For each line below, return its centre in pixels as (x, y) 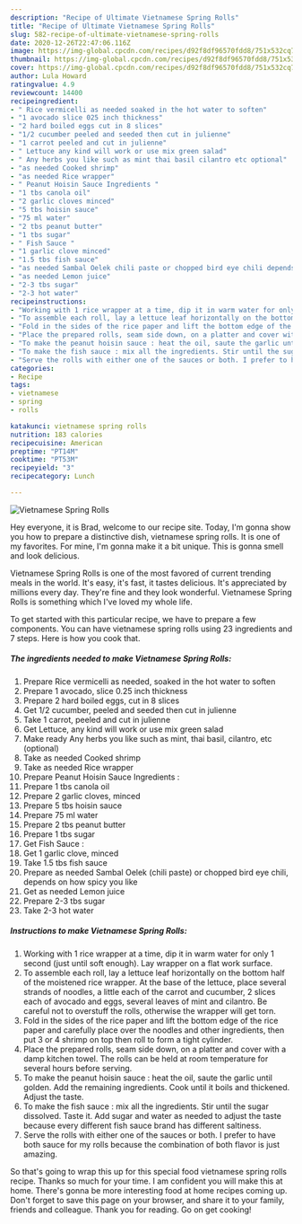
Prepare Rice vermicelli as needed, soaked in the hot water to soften (149, 681)
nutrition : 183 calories (56, 435)
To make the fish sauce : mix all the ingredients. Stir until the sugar (146, 1106)
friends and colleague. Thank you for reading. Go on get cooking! (131, 1210)
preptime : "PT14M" (44, 451)
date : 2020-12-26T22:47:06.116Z (70, 43)
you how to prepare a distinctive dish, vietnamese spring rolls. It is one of (145, 536)
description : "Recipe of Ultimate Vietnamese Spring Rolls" (125, 18)
